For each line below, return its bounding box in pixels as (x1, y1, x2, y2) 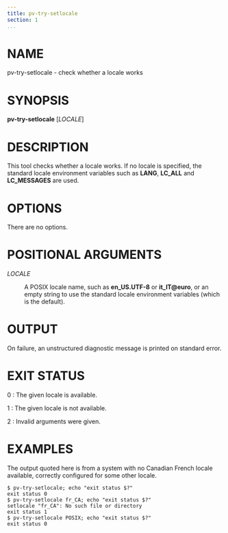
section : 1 (7, 16, 38, 23)
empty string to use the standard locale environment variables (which (24, 290, 220, 299)
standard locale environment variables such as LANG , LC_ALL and (7, 169, 195, 177)
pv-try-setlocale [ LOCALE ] (7, 115, 84, 123)
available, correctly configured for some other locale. (7, 471, 157, 480)
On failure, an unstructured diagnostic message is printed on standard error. (7, 344, 222, 353)
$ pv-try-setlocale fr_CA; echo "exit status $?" (7, 497, 152, 504)
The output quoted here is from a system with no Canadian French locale (7, 464, 214, 472)
